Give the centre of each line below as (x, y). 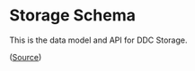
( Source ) (26, 57)
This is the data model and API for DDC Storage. (98, 40)
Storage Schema (73, 16)
